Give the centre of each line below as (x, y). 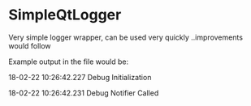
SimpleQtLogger (65, 15)
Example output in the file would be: (69, 61)
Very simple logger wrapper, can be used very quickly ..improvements (126, 37)
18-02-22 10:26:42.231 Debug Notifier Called (84, 93)
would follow (30, 45)
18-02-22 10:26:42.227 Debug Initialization (80, 77)
